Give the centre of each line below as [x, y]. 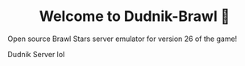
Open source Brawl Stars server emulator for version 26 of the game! [122, 39]
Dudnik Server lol [36, 54]
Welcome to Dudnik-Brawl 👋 [135, 16]
